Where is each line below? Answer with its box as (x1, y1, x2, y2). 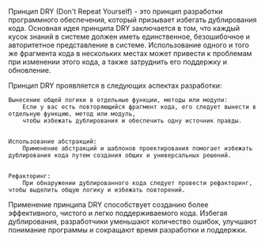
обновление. (8, 66, 51, 74)
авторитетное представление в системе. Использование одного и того (8, 40, 249, 50)
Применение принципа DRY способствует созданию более (8, 200, 209, 209)
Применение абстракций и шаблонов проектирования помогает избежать (22, 145, 253, 153)
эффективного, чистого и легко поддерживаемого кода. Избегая (8, 209, 228, 217)
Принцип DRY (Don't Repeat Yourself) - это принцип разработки (8, 7, 223, 16)
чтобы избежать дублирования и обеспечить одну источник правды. (22, 117, 243, 125)
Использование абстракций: (8, 138, 97, 146)
